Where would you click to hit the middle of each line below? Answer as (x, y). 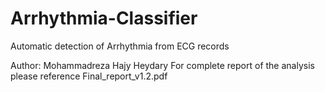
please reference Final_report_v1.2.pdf (89, 76)
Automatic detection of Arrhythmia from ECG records (120, 46)
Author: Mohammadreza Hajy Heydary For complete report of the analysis (162, 65)
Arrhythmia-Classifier (104, 18)
